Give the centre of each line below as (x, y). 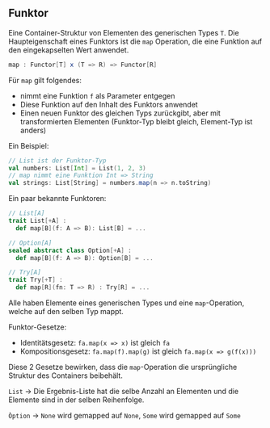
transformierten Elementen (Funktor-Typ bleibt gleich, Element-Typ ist (136, 121)
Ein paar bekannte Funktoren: (57, 199)
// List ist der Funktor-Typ (57, 161)
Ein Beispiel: (29, 145)
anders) (33, 130)
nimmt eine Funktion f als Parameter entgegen (97, 95)
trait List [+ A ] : (38, 221)
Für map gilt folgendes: (45, 80)
